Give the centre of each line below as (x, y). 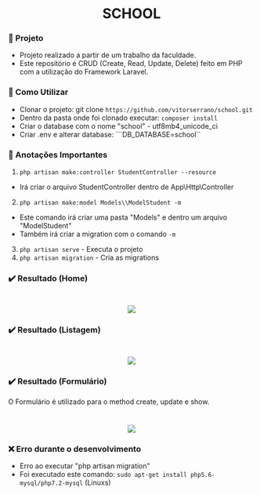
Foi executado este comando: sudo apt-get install (103, 475)
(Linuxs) (98, 482)
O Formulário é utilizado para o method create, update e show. (109, 402)
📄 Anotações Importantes (58, 155)
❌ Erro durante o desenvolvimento (75, 449)
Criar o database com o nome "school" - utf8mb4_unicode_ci (118, 126)
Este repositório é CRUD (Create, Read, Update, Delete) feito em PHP (131, 64)
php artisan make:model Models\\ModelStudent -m (100, 203)
